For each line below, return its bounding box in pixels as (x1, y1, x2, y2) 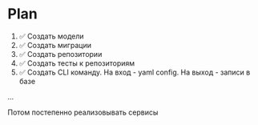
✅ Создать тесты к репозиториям (18, 58, 135, 68)
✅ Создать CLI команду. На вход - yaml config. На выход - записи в (18, 67, 251, 77)
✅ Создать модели (18, 31, 85, 41)
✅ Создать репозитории (18, 49, 103, 58)
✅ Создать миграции (18, 40, 91, 50)
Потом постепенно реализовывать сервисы (7, 107, 159, 117)
